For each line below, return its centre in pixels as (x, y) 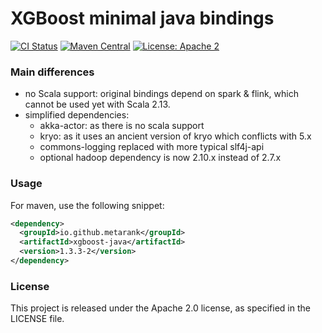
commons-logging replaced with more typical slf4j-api (152, 147)
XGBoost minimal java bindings (142, 18)
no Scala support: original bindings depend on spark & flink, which (161, 94)
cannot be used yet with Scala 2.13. (97, 104)
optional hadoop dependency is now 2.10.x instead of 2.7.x (160, 158)
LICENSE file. (37, 319)
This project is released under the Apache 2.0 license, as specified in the (160, 308)
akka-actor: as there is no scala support (122, 126)
